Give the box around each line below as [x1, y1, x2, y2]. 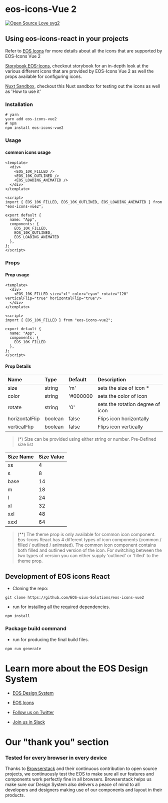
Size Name [7, 453, 34, 460]
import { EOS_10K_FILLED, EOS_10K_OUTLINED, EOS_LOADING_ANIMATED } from [5, 200, 162, 205]
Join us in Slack [12, 719, 45, 725]
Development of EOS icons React [5, 572, 110, 581]
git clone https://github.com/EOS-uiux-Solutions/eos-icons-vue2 [5, 595, 144, 600]
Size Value [38, 453, 64, 460]
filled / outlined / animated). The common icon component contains [17, 542, 156, 548]
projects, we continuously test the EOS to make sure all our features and [5, 771, 154, 777]
